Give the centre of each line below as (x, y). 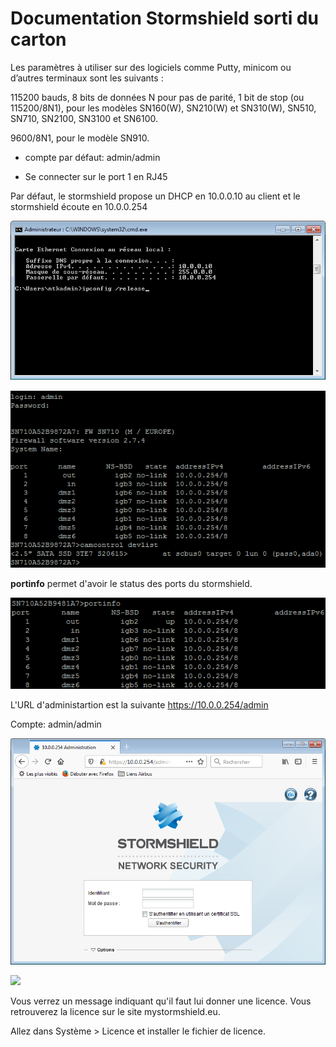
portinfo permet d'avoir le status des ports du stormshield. (131, 583)
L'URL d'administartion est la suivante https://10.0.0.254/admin (139, 704)
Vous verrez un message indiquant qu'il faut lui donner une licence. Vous (161, 1001)
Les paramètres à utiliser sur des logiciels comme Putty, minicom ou (151, 67)
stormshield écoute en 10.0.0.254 (79, 206)
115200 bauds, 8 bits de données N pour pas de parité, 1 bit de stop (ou (157, 97)
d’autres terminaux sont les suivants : (87, 78)
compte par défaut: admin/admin (92, 157)
